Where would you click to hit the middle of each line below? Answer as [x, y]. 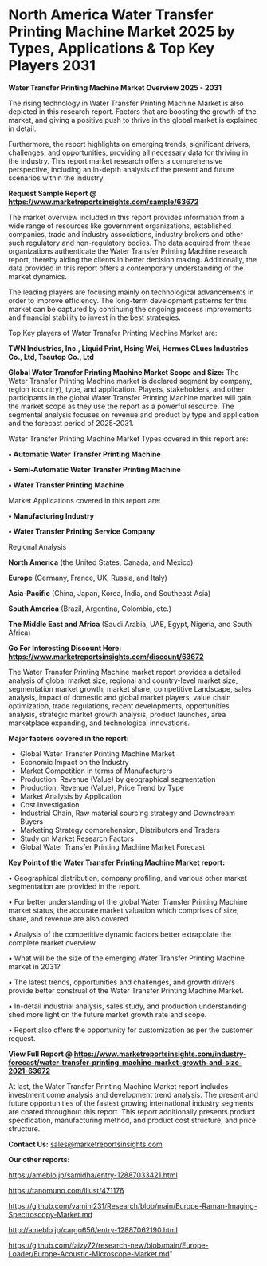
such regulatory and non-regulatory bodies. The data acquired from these [130, 243]
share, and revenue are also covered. [69, 918]
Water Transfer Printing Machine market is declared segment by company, [130, 381]
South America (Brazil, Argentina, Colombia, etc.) [90, 609]
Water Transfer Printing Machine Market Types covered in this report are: [128, 438]
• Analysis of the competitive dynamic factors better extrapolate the [120, 934]
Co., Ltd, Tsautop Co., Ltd [51, 357]
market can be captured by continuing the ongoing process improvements [130, 309]
